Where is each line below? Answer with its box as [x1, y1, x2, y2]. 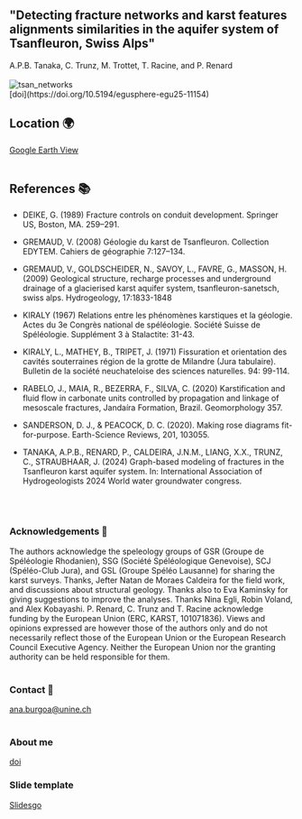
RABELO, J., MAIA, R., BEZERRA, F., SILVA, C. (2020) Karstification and [22, 383, 286, 394]
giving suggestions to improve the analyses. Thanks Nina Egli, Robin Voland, [9, 594, 293, 604]
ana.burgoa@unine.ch [9, 704, 92, 715]
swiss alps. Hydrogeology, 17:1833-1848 [22, 292, 173, 303]
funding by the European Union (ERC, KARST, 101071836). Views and [9, 612, 266, 623]
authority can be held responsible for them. [9, 651, 170, 662]
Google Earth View [9, 144, 79, 155]
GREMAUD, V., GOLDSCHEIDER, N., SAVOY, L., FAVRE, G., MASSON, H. [22, 263, 288, 274]
